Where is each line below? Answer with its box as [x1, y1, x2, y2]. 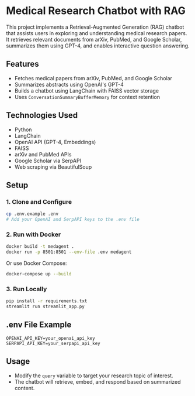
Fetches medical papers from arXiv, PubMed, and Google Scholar [14, 74, 172, 81]
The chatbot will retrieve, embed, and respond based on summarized [14, 378, 181, 385]
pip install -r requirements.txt [6, 298, 88, 304]
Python [14, 126, 32, 133]
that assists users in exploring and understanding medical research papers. [6, 29, 187, 36]
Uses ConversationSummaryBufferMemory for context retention [14, 93, 161, 100]
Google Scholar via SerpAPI [14, 157, 82, 164]
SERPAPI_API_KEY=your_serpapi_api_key [6, 340, 100, 346]
